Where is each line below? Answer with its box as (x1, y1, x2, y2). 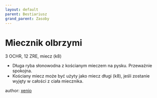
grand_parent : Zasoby (5, 16, 50, 21)
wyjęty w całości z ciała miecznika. (12, 78, 84, 84)
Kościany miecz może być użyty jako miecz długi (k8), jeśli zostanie (12, 73, 150, 79)
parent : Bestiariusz (5, 12, 48, 17)
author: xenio (5, 88, 32, 94)
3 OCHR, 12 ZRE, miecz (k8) (5, 53, 62, 59)
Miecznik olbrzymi (5, 37, 83, 48)
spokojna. (12, 68, 32, 74)
